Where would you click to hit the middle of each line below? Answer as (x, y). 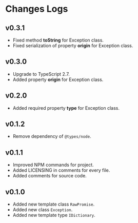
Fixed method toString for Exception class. (58, 40)
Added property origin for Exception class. (58, 79)
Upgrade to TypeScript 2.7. (41, 74)
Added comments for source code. (50, 176)
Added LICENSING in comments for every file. (61, 170)
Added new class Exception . (43, 210)
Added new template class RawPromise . (54, 204)
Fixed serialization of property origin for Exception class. (73, 46)
